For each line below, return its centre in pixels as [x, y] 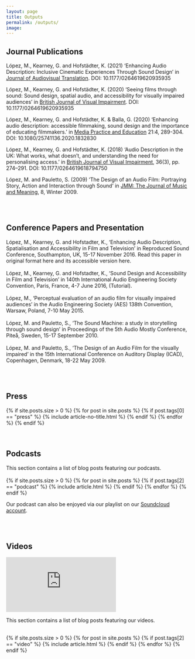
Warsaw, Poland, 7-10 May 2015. [45, 310]
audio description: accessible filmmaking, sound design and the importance [97, 126]
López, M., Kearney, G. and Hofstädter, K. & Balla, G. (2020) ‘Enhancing [92, 119]
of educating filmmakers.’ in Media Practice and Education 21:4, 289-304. [95, 132]
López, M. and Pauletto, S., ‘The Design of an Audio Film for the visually [93, 348]
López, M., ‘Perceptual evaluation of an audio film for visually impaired [91, 298]
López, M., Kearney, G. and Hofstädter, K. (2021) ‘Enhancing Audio [86, 66]
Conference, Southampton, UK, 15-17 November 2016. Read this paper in [94, 254]
